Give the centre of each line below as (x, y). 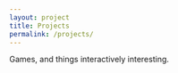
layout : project (39, 17)
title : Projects (39, 26)
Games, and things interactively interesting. (89, 60)
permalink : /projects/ (51, 34)
